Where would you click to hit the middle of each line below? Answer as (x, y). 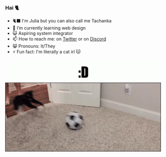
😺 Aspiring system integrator (43, 33)
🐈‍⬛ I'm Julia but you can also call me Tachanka (62, 21)
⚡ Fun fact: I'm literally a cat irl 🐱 (46, 52)
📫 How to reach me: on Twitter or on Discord (59, 39)
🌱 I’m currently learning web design (49, 28)
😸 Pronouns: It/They (34, 46)
